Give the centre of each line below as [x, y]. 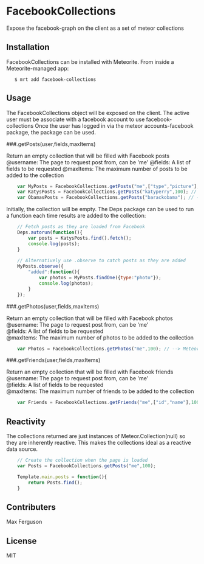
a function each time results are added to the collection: [76, 216]
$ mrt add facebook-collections [55, 79]
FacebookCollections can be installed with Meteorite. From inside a [90, 61]
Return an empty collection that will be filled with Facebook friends [90, 372]
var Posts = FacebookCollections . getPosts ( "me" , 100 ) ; [87, 466]
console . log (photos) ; [66, 283]
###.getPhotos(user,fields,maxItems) [53, 306]
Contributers [31, 507]
